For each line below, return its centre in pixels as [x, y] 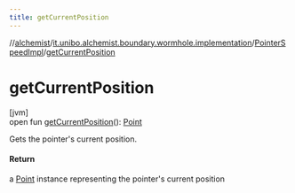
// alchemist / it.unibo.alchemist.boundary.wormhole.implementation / [132, 42]
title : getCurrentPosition [59, 17]
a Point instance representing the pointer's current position [117, 179]
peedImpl [27, 52]
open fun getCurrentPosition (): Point [76, 121]
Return [22, 159]
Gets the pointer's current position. [73, 139]
